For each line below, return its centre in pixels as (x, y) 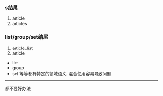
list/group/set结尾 (27, 37)
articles (20, 24)
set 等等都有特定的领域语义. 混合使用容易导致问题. (62, 73)
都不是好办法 (18, 88)
